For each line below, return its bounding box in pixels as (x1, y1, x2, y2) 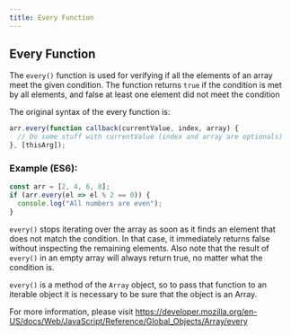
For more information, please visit (9, 306, 134, 317)
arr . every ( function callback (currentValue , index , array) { (9, 124, 240, 133)
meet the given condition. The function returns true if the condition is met (9, 80, 283, 91)
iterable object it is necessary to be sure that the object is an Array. (9, 288, 258, 299)
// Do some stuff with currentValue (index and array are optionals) (17, 132, 283, 142)
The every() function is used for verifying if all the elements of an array (9, 70, 273, 81)
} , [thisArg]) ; (9, 141, 66, 150)
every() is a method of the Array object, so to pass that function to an (9, 279, 268, 290)
